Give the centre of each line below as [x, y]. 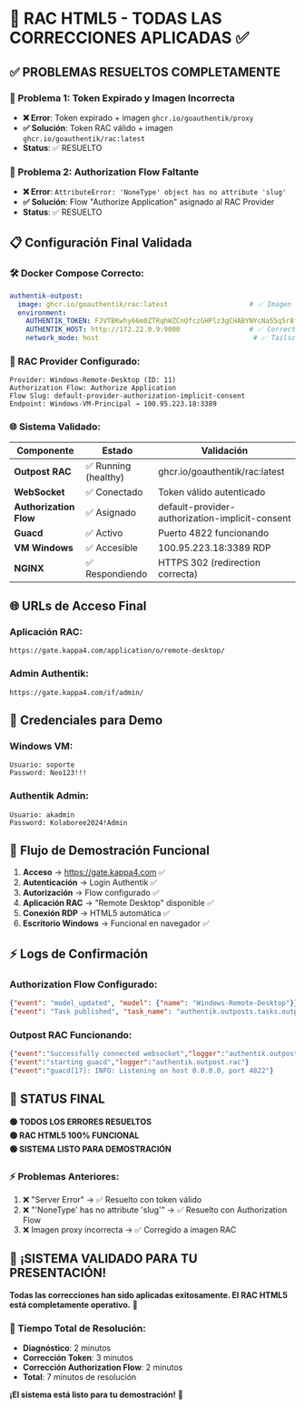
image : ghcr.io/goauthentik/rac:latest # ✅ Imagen [155, 304]
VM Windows [44, 548]
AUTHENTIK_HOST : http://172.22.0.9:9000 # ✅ [144, 330]
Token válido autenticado [212, 492]
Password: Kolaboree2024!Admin [69, 822]
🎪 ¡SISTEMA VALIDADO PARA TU [103, 1259]
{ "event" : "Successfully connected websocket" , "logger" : [117, 1054]
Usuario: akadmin [42, 815]
